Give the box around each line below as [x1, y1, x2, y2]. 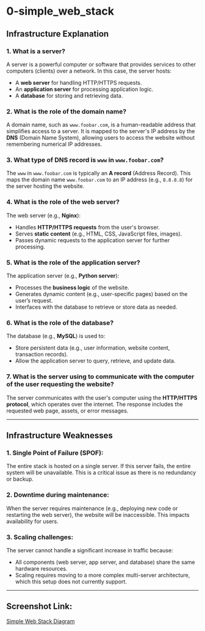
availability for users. [6, 517, 59, 525]
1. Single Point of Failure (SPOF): [6, 449, 104, 457]
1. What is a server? [6, 47, 66, 56]
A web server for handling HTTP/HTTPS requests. [15, 79, 142, 86]
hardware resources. [15, 564, 68, 572]
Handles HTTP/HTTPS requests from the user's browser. [15, 223, 160, 231]
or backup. [6, 475, 34, 483]
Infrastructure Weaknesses [6, 430, 113, 441]
